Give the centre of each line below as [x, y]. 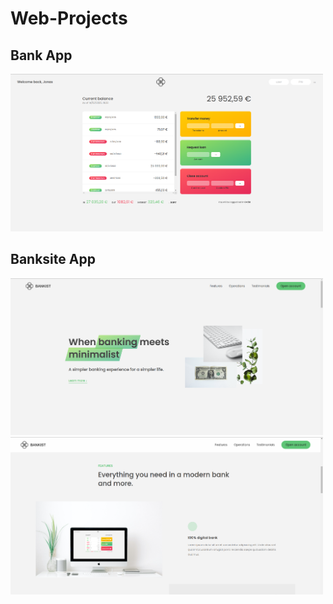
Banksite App [53, 259]
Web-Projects [69, 18]
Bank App [41, 55]
